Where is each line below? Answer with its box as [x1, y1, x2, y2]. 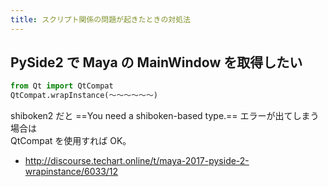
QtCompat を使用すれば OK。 [10, 135, 132, 147]
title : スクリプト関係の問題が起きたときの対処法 [10, 14, 191, 25]
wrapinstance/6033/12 [24, 166, 119, 178]
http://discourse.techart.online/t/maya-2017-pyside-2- [24, 155, 250, 167]
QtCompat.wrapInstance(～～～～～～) [10, 91, 158, 101]
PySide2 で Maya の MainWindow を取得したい [10, 54, 303, 71]
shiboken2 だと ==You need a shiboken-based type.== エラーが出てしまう [10, 110, 320, 122]
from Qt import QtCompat [10, 81, 114, 91]
